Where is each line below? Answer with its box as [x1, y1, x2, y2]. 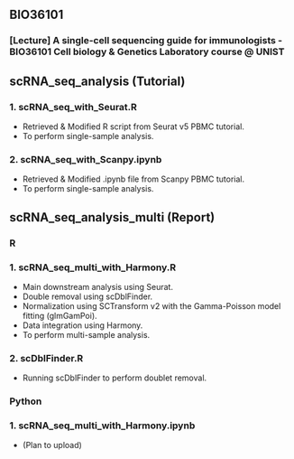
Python [9, 395, 42, 407]
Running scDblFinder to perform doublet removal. [22, 372, 207, 383]
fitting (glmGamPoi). [22, 310, 97, 321]
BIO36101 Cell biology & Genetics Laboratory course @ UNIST [9, 45, 285, 58]
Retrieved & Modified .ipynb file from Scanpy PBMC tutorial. [22, 173, 245, 184]
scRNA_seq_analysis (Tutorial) [9, 73, 186, 89]
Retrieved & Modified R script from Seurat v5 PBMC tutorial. [22, 121, 245, 132]
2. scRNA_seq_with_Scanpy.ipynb [9, 153, 162, 165]
